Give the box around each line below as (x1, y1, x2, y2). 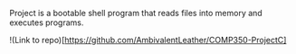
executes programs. (9, 17, 84, 28)
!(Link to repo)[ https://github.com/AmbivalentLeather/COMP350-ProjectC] (9, 35, 287, 45)
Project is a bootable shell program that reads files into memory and (9, 8, 263, 18)
